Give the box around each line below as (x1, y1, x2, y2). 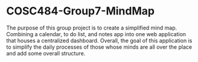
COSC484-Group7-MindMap (6, 4, 155, 18)
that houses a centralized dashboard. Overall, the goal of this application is (6, 37, 193, 44)
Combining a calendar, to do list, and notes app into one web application (6, 30, 186, 37)
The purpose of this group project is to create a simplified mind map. (6, 24, 177, 31)
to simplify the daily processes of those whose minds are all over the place (6, 43, 192, 51)
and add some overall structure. (6, 49, 86, 57)
